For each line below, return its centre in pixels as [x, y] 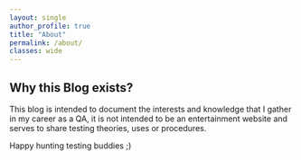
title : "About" [38, 34]
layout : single [38, 18]
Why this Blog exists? [71, 88]
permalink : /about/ [46, 43]
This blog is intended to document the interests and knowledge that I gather [150, 109]
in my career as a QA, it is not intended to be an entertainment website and [148, 119]
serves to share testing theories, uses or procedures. [108, 128]
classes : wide [36, 51]
